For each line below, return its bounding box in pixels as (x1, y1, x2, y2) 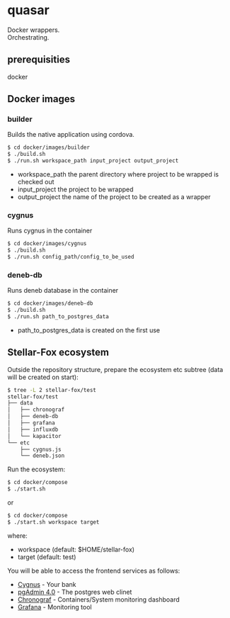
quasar (7, 2, 50, 18)
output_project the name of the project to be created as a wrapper (17, 193, 211, 201)
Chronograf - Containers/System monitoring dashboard (17, 595, 180, 604)
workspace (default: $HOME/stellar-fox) (17, 545, 135, 554)
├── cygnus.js (20, 446, 62, 453)
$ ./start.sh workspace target (7, 518, 100, 526)
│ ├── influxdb (7, 426, 59, 433)
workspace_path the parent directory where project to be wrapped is (17, 170, 219, 179)
